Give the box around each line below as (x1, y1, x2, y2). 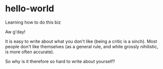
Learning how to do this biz (5, 19, 61, 25)
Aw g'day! (5, 29, 26, 34)
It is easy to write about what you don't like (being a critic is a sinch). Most (5, 38, 158, 44)
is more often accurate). (5, 49, 55, 55)
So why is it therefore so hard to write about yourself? (5, 58, 115, 64)
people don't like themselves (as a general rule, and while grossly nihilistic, (5, 43, 159, 49)
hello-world (5, 3, 55, 14)
